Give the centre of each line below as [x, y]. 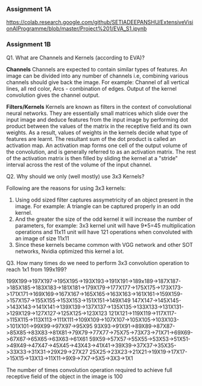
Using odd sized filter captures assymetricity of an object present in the [104, 200]
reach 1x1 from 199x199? [37, 269]
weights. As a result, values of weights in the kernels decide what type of [97, 132]
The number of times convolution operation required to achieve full [90, 370]
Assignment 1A [29, 9]
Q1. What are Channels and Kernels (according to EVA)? [75, 57]
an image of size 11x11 [42, 238]
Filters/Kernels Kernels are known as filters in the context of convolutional [99, 106]
